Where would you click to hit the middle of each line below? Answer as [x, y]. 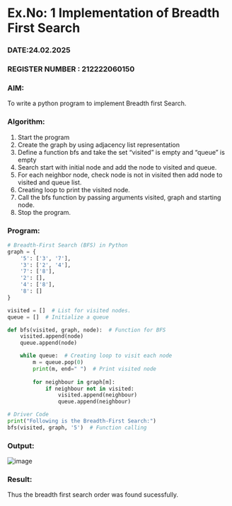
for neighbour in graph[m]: [74, 382]
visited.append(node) [52, 336]
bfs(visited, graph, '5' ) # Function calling [77, 428]
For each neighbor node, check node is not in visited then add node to [120, 175]
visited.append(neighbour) [98, 395]
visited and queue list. [50, 182]
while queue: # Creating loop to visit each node [96, 356]
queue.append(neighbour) [94, 402]
